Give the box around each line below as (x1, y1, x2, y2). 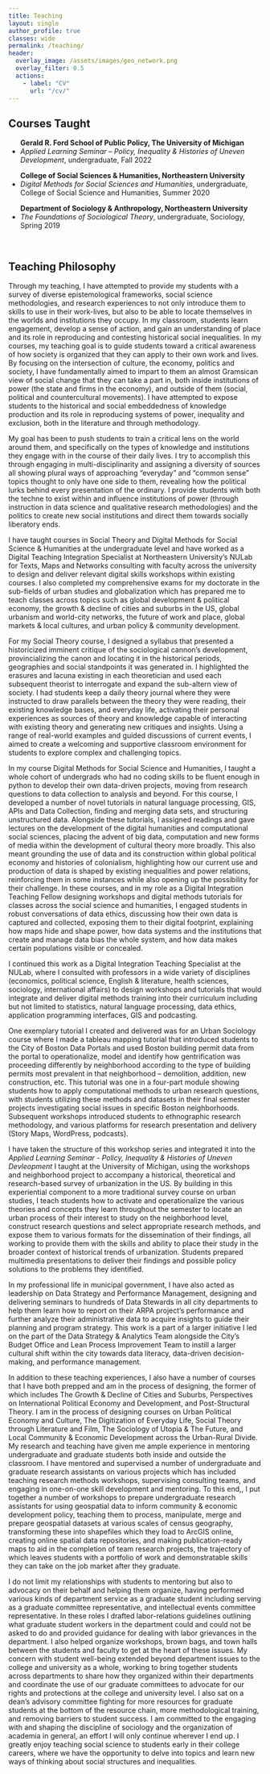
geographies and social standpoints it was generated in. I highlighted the (8, 662, 249, 672)
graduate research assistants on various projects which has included (8, 1467, 236, 1476)
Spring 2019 (19, 221, 60, 231)
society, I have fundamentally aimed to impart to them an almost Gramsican (8, 367, 259, 376)
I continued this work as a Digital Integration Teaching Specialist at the (8, 959, 241, 968)
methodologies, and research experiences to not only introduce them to (8, 298, 247, 307)
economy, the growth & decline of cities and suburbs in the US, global (8, 604, 239, 613)
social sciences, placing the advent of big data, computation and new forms (8, 832, 260, 841)
